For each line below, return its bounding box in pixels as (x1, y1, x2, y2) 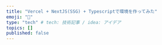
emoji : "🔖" (6, 14, 33, 20)
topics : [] (6, 25, 33, 31)
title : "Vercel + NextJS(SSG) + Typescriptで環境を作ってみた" (6, 8, 158, 15)
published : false (6, 30, 49, 36)
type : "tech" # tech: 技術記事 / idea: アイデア (6, 19, 122, 25)
